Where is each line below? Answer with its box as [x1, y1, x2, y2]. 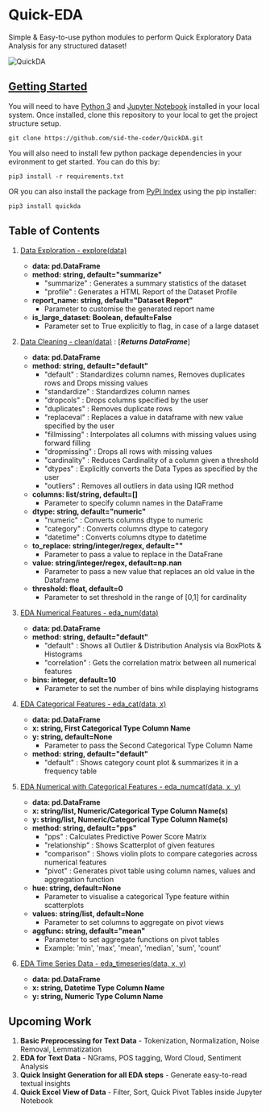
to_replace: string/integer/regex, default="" [31, 540, 184, 550]
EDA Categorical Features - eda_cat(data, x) [19, 699, 167, 709]
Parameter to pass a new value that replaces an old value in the [44, 566, 255, 576]
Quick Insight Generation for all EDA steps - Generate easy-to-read [19, 1070, 247, 1080]
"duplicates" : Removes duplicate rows [44, 403, 173, 413]
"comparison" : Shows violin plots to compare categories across [44, 848, 258, 858]
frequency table [44, 766, 98, 776]
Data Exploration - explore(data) [19, 245, 127, 255]
